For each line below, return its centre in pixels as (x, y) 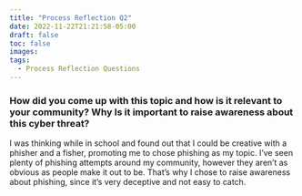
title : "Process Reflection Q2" (70, 18)
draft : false (34, 35)
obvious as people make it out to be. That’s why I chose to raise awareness (150, 172)
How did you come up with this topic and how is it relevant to (146, 100)
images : (24, 52)
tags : (20, 60)
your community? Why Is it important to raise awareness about (151, 112)
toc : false (30, 43)
